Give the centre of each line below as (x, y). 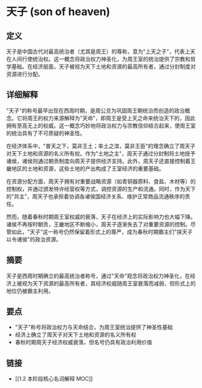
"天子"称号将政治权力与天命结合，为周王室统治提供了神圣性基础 (94, 327)
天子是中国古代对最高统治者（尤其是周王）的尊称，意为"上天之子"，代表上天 (101, 52)
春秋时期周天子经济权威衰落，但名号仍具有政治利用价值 (83, 342)
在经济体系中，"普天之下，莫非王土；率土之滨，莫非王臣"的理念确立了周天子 (101, 146)
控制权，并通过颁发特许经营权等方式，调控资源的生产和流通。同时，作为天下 (101, 189)
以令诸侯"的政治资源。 (34, 239)
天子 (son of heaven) (58, 12)
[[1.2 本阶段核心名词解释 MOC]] (54, 379)
